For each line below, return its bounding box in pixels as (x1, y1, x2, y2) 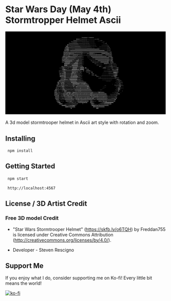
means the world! (5, 280, 42, 286)
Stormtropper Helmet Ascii (5, 14, 121, 26)
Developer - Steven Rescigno (12, 247, 74, 253)
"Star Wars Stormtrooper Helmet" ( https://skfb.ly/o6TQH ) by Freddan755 (12, 226, 166, 232)
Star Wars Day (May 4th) (5, 4, 112, 15)
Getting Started (5, 162, 55, 171)
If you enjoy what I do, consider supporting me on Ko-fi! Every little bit (5, 275, 153, 281)
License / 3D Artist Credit (5, 199, 88, 208)
